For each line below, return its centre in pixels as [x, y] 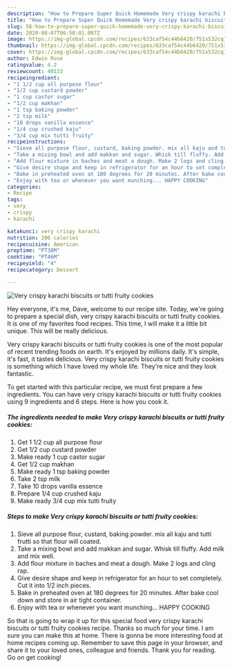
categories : [24, 187]
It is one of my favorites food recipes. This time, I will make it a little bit [107, 323]
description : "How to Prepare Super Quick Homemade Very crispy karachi [114, 13]
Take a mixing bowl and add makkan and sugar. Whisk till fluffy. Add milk [120, 549]
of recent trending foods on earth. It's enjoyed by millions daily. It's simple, [113, 351]
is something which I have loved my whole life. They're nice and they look [112, 366]
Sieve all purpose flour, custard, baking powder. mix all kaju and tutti [114, 534]
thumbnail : [23, 46]
